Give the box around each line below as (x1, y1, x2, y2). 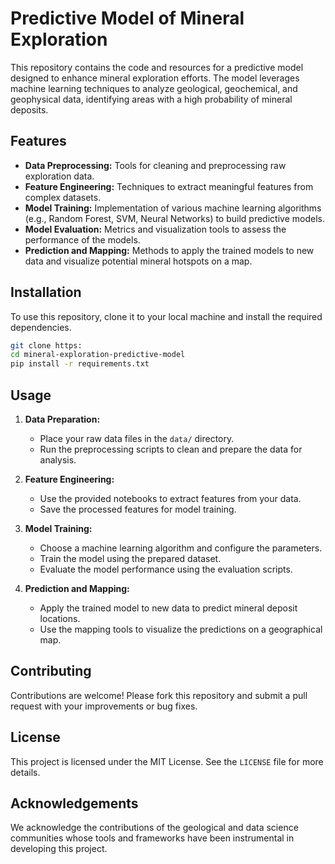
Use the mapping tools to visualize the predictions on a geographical (39, 623, 323, 635)
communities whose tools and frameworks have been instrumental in (10, 832, 295, 844)
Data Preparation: (24, 413, 101, 425)
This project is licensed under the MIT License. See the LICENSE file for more (10, 755, 324, 767)
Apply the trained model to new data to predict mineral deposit (39, 602, 298, 614)
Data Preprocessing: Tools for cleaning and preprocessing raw (24, 159, 287, 171)
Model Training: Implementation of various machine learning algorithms (24, 202, 322, 214)
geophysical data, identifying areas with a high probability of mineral (10, 93, 293, 105)
